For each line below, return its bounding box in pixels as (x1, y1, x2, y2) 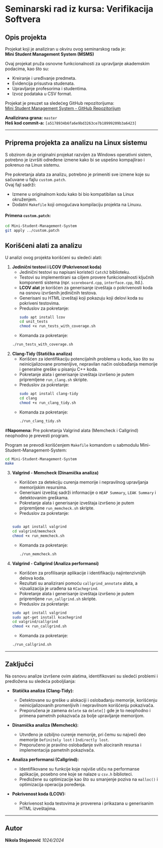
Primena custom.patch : (5, 213, 51, 219)
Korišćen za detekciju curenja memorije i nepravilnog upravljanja (19, 479, 148, 485)
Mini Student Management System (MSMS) (5, 51, 95, 57)
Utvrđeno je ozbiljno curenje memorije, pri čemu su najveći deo (19, 732, 146, 737)
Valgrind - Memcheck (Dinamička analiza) (12, 470, 98, 476)
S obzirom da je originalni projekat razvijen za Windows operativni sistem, (5, 151, 153, 157)
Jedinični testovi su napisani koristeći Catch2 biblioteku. (19, 269, 130, 275)
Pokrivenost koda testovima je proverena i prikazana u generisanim (19, 800, 154, 806)
